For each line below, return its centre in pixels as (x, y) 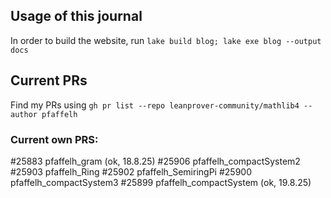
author (24, 114)
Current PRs (49, 80)
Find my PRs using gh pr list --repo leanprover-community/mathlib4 (155, 105)
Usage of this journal (76, 16)
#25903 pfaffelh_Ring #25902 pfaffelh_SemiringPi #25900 (131, 171)
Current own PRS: (54, 139)
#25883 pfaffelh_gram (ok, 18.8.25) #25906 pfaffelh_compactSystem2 (155, 161)
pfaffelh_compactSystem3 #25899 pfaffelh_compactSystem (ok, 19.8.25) (161, 182)
